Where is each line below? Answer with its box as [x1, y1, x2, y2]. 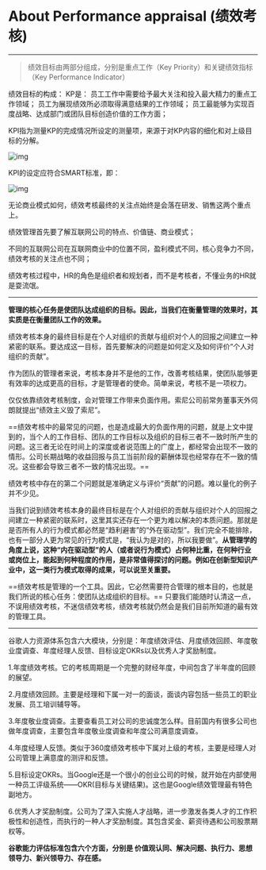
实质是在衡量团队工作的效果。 [8, 314, 105, 324]
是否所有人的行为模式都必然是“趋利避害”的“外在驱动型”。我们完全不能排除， [8, 525, 256, 534]
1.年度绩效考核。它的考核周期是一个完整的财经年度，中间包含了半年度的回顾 [8, 662, 256, 672]
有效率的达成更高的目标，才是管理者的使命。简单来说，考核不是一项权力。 [8, 378, 251, 387]
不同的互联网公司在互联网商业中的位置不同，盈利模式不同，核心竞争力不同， [8, 244, 258, 253]
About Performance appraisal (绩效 [8, 7, 244, 25]
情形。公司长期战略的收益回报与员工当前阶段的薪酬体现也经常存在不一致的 [8, 452, 251, 461]
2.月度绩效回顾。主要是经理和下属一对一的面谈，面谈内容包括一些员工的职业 [8, 689, 257, 699]
